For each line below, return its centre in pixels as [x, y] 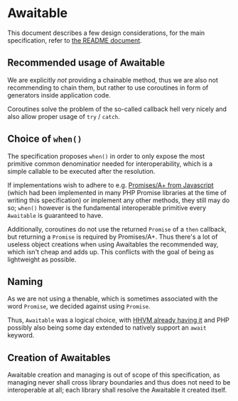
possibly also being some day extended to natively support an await [107, 328]
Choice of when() [45, 139]
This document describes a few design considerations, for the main [106, 33]
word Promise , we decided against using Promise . [79, 306]
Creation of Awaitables [59, 358]
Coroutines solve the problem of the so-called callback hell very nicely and [117, 109]
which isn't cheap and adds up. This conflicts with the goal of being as [111, 251]
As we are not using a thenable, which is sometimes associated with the [113, 299]
